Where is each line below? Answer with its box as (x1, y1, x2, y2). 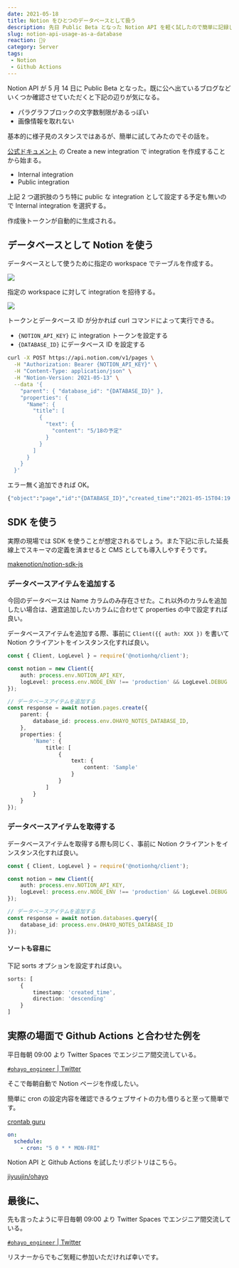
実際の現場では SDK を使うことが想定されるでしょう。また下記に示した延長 (7, 537, 229, 545)
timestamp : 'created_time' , (33, 988, 116, 996)
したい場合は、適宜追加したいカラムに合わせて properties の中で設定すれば (7, 606, 228, 614)
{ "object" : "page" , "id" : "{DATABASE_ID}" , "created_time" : (7, 495, 176, 502)
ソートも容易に (7, 944, 51, 953)
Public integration (17, 177, 70, 186)
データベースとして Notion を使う (7, 239, 154, 251)
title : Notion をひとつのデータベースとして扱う (7, 17, 137, 24)
